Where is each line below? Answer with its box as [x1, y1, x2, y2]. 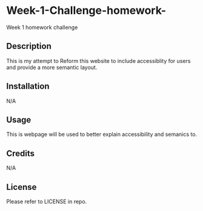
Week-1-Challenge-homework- [6, 4, 167, 18]
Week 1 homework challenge [6, 24, 78, 31]
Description [6, 41, 52, 51]
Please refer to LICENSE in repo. [6, 198, 87, 205]
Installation [6, 81, 50, 91]
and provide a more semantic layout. [6, 63, 98, 71]
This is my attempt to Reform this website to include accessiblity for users [6, 57, 191, 64]
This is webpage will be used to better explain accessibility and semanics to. [6, 131, 198, 138]
